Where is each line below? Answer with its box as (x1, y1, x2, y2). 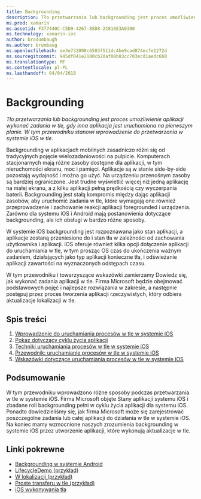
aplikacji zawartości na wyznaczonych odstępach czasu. (6, 260, 147, 267)
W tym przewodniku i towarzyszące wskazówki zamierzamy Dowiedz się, (6, 271, 187, 279)
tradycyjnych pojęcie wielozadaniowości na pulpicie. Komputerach (6, 153, 170, 160)
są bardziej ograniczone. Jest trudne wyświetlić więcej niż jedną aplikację (6, 178, 188, 186)
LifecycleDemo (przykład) (14, 467, 79, 474)
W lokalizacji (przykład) (14, 473, 73, 480)
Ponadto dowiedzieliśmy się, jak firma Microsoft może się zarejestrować (6, 408, 184, 415)
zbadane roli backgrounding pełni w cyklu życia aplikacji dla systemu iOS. (6, 401, 188, 409)
